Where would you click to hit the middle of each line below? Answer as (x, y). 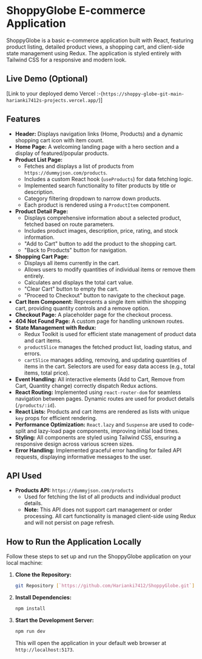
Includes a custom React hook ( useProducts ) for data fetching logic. (108, 179)
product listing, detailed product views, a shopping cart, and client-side (96, 47)
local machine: (25, 563)
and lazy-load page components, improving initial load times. (103, 431)
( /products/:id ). (35, 405)
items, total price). (47, 373)
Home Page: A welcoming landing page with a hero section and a (97, 147)
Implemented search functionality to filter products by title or (100, 185)
